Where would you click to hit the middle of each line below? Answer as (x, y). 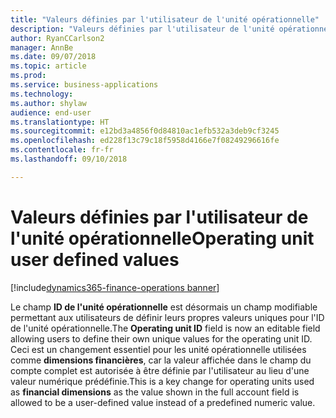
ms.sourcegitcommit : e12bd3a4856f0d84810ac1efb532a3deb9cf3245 (145, 131)
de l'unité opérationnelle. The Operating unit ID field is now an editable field (165, 328)
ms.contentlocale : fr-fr (62, 150)
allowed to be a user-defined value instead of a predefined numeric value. (163, 402)
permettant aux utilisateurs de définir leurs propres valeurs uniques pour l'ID (167, 317)
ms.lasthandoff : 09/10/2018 (69, 159)
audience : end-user (51, 112)
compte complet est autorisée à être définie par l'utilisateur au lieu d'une (160, 370)
